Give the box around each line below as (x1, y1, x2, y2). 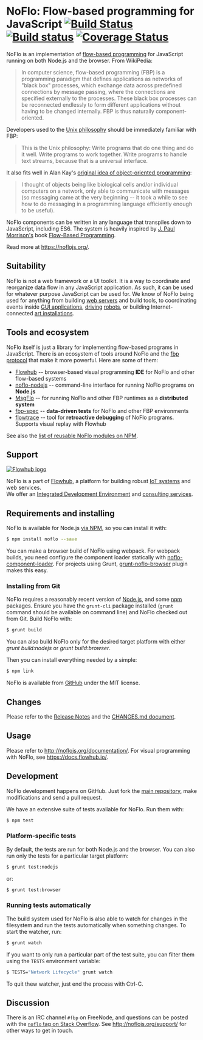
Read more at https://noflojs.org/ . (6, 243, 90, 251)
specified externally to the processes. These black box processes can (21, 95, 197, 102)
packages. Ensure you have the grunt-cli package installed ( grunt (6, 602, 174, 609)
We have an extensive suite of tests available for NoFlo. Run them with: (6, 805, 184, 812)
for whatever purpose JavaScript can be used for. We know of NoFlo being (6, 290, 194, 297)
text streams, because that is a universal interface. (21, 157, 148, 164)
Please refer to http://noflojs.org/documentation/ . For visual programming (6, 747, 190, 754)
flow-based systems (15, 375, 67, 382)
